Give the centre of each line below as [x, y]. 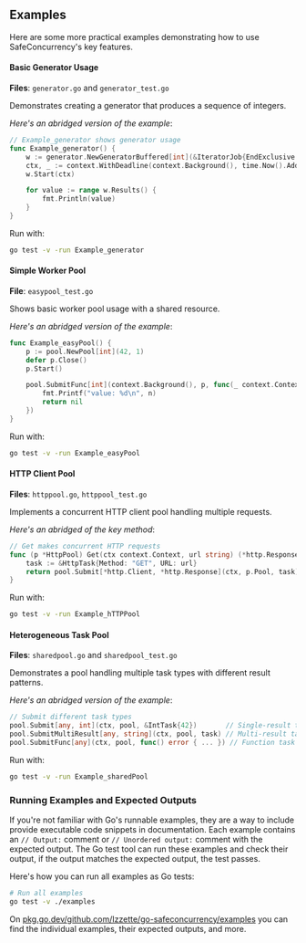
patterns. [26, 683]
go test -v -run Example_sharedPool [79, 776]
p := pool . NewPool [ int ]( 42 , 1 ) [85, 351]
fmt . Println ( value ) [79, 199]
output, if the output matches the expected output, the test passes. [135, 859]
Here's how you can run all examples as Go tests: [102, 876]
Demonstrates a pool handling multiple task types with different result [140, 673]
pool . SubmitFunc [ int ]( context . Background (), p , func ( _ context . [150, 385]
